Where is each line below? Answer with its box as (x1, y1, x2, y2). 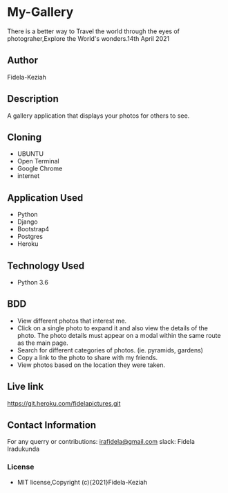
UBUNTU (17, 150, 44, 158)
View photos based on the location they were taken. (17, 361, 166, 369)
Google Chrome (17, 164, 63, 173)
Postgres (17, 233, 44, 241)
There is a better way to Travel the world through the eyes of (7, 27, 180, 35)
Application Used (7, 192, 84, 204)
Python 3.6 (17, 278, 48, 286)
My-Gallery (7, 4, 74, 20)
